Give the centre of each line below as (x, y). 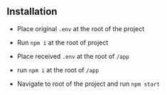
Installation (32, 12)
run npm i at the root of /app (58, 69)
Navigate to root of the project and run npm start (88, 84)
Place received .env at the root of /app (73, 56)
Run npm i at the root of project (63, 43)
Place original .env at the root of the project (81, 28)
